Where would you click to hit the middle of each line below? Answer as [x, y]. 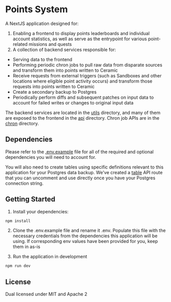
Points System [36, 9]
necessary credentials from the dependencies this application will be [85, 236]
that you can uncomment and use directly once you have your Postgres [80, 178]
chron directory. [22, 123]
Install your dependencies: [41, 211]
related [20, 44]
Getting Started [30, 199]
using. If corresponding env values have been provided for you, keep [85, 241]
